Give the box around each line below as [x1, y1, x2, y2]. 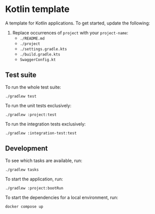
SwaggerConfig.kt [19, 57, 56, 62]
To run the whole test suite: [5, 84, 61, 90]
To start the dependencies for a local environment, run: [5, 194, 119, 200]
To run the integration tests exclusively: [5, 121, 86, 127]
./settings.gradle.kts [19, 46, 67, 51]
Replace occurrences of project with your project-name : [12, 29, 129, 35]
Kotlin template [5, 3, 70, 15]
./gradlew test [5, 93, 37, 98]
